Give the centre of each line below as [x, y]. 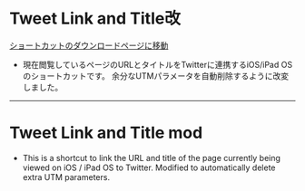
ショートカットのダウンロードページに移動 [89, 45]
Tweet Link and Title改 [95, 19]
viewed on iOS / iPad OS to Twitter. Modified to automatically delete [149, 167]
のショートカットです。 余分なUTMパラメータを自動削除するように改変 [156, 76]
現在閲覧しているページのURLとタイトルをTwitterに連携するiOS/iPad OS [157, 64]
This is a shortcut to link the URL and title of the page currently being [152, 158]
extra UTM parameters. [66, 177]
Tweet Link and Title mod [106, 133]
